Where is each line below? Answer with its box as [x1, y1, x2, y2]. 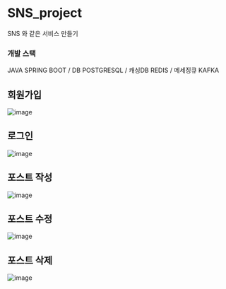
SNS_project [7, 5, 83, 21]
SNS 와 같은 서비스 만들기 [7, 29, 79, 37]
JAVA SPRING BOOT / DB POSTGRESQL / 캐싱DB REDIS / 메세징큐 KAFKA [7, 66, 220, 75]
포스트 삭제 [7, 254, 53, 266]
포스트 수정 [7, 213, 53, 225]
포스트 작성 [7, 172, 53, 184]
